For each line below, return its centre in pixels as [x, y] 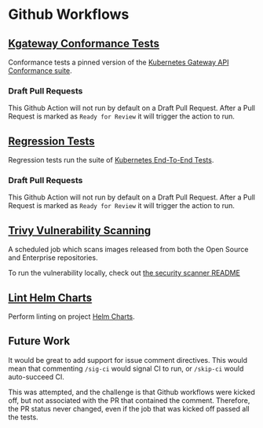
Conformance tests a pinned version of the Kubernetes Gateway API [119, 62]
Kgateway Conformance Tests [84, 44]
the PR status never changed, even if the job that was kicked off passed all [129, 408]
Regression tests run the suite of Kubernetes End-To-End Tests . [111, 160]
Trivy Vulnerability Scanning [80, 230]
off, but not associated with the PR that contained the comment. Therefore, [129, 400]
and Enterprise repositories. [53, 258]
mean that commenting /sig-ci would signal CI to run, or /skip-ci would [126, 368]
